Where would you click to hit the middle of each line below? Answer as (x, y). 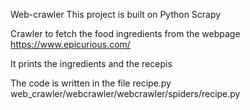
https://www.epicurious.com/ (70, 44)
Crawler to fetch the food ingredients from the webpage (125, 33)
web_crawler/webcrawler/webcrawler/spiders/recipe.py (125, 93)
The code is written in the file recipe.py (91, 83)
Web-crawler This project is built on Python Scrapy (116, 14)
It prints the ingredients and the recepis (91, 63)
